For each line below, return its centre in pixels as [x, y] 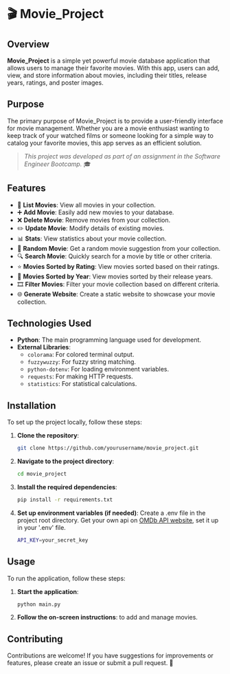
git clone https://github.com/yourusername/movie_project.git [108, 448]
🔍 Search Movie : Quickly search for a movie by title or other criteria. [115, 256]
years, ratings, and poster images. [56, 83]
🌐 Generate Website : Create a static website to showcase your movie [116, 294]
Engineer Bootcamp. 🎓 [57, 164]
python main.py [39, 604]
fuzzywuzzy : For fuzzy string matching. [81, 362]
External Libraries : [44, 347]
